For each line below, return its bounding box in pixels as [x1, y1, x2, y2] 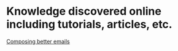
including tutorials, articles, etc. [6, 17, 173, 31]
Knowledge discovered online [6, 4, 161, 18]
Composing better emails [6, 37, 71, 45]
